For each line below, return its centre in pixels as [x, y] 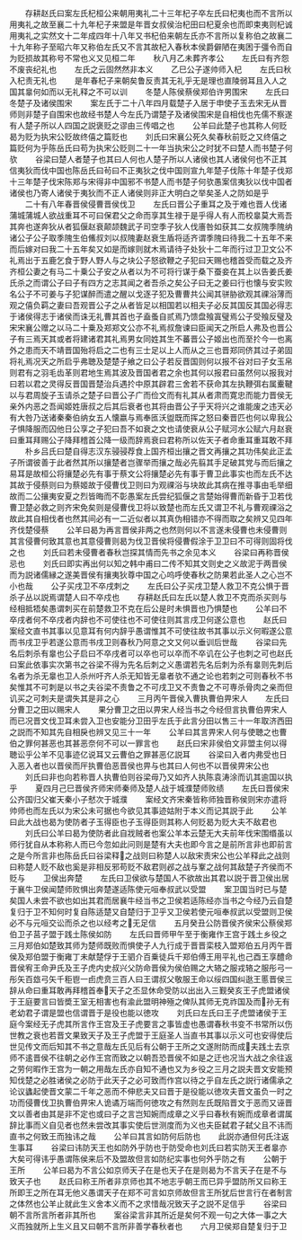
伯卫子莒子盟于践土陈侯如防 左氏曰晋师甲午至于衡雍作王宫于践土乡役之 [148, 934]
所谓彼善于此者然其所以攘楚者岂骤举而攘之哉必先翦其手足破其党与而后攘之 [155, 462]
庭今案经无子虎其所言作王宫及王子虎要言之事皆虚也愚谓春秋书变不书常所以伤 [151, 1024]
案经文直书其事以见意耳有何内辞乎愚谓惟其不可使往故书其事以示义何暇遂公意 [151, 631]
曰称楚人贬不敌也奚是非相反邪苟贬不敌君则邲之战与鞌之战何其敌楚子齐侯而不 [151, 867]
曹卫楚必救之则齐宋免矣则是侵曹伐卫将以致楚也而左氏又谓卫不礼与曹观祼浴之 [151, 507]
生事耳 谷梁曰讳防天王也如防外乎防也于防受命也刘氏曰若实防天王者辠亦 [148, 1147]
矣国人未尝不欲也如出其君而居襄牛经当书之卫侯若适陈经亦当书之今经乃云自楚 [151, 900]
